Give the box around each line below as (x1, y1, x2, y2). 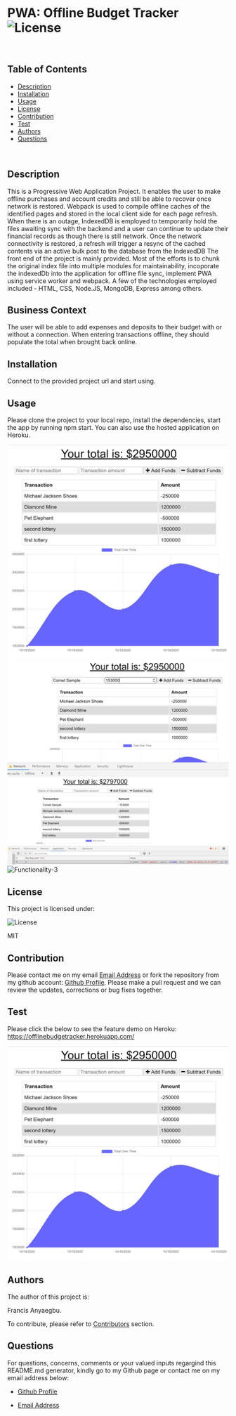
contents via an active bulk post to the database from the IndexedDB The (7, 247, 219, 255)
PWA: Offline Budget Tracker (7, 5, 179, 21)
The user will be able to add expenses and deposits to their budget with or (7, 323, 223, 332)
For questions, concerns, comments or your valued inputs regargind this (7, 1358, 216, 1367)
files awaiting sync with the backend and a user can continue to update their (7, 224, 228, 232)
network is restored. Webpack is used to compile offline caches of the (7, 202, 211, 210)
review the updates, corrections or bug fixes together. (7, 985, 164, 995)
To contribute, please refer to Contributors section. (7, 1319, 155, 1328)
